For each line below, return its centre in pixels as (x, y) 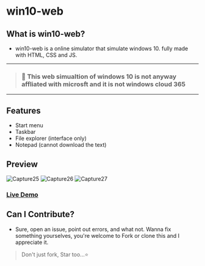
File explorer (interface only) (51, 138)
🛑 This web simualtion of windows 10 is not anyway (99, 76)
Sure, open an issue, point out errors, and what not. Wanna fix (93, 229)
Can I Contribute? (41, 214)
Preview (22, 164)
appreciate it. (32, 242)
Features (23, 110)
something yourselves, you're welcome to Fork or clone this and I (97, 235)
